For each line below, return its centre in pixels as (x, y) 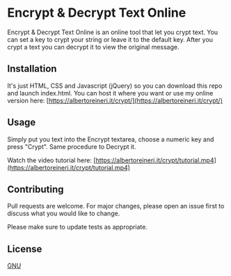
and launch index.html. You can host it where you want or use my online (110, 93)
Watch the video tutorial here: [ (51, 160)
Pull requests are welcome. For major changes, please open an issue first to (116, 206)
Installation (32, 69)
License (25, 249)
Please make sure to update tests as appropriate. (78, 227)
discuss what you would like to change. (64, 213)
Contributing (35, 189)
